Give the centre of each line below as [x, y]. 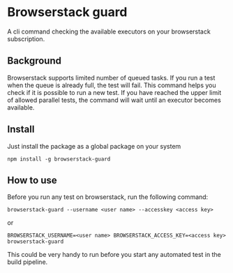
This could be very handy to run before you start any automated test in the [114, 255]
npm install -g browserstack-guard [59, 159]
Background [34, 61]
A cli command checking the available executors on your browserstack [109, 31]
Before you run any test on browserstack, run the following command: [108, 197]
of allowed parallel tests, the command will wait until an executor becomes [114, 100]
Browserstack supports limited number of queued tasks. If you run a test [111, 78]
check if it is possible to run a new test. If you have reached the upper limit [114, 92]
